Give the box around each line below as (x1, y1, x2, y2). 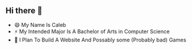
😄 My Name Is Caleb (14, 21, 66, 28)
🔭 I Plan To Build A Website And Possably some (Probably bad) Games (14, 36, 187, 43)
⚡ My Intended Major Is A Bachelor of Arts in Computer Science (14, 27, 170, 35)
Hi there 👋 (5, 6, 43, 16)
